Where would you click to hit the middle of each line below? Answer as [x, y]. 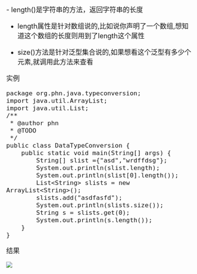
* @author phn [34, 123]
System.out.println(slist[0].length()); [107, 175]
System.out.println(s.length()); [94, 220]
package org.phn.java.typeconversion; [74, 93]
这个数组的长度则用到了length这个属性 [84, 36]
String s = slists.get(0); [83, 213]
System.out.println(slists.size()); [100, 205]
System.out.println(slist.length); [98, 168]
